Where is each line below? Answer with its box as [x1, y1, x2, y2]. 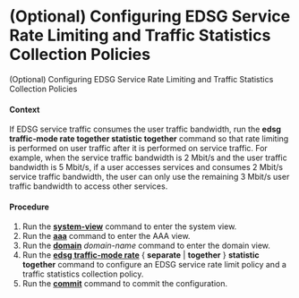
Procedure [9, 201, 49, 212]
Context [9, 104, 40, 115]
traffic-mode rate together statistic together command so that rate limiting [9, 133, 289, 144]
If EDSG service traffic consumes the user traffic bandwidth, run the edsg [9, 123, 282, 135]
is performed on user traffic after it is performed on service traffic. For [9, 143, 269, 154]
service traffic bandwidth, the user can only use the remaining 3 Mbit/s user [9, 172, 290, 183]
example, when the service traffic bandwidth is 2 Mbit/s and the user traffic [9, 152, 288, 163]
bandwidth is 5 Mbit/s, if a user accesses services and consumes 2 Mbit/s [9, 162, 284, 173]
